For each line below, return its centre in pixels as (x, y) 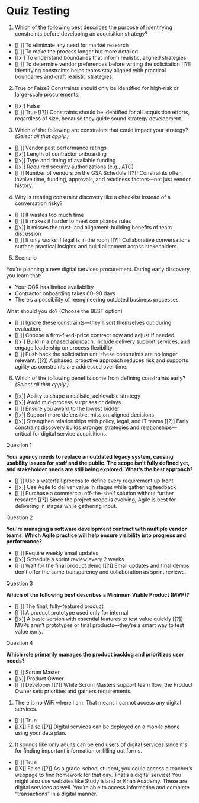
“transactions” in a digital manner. (56, 794)
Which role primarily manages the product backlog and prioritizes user (95, 654)
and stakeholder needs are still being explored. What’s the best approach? (100, 469)
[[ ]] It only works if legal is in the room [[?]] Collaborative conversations (102, 240)
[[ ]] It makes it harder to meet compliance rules (73, 221)
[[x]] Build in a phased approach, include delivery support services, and (102, 341)
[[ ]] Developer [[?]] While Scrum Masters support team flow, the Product (104, 684)
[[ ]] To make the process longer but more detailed (76, 51)
